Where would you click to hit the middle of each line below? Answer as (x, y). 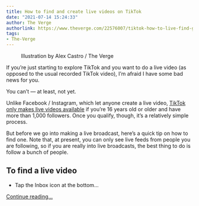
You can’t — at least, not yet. (41, 91)
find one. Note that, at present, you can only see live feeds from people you (98, 139)
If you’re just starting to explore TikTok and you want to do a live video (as (96, 67)
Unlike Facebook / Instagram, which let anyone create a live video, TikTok (96, 103)
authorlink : (21, 28)
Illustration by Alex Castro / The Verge (67, 56)
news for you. (23, 80)
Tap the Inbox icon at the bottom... (57, 185)
